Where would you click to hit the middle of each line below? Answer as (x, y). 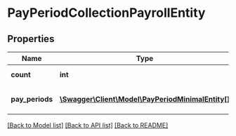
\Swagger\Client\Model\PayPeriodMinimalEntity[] (145, 99)
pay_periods (32, 99)
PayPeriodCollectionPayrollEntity (106, 13)
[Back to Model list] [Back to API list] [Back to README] (88, 125)
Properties (31, 39)
